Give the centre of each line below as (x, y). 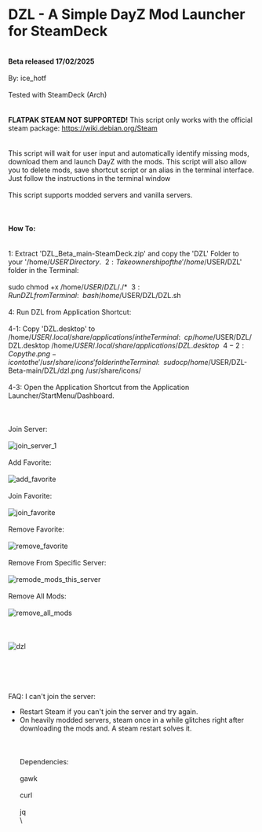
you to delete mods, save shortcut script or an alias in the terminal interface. (131, 170)
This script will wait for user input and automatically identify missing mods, (129, 153)
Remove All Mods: (37, 596)
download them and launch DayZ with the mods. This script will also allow (127, 161)
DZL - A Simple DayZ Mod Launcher (127, 15)
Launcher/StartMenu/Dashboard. (62, 396)
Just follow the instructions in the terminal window (89, 178)
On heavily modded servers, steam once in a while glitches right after (132, 720)
